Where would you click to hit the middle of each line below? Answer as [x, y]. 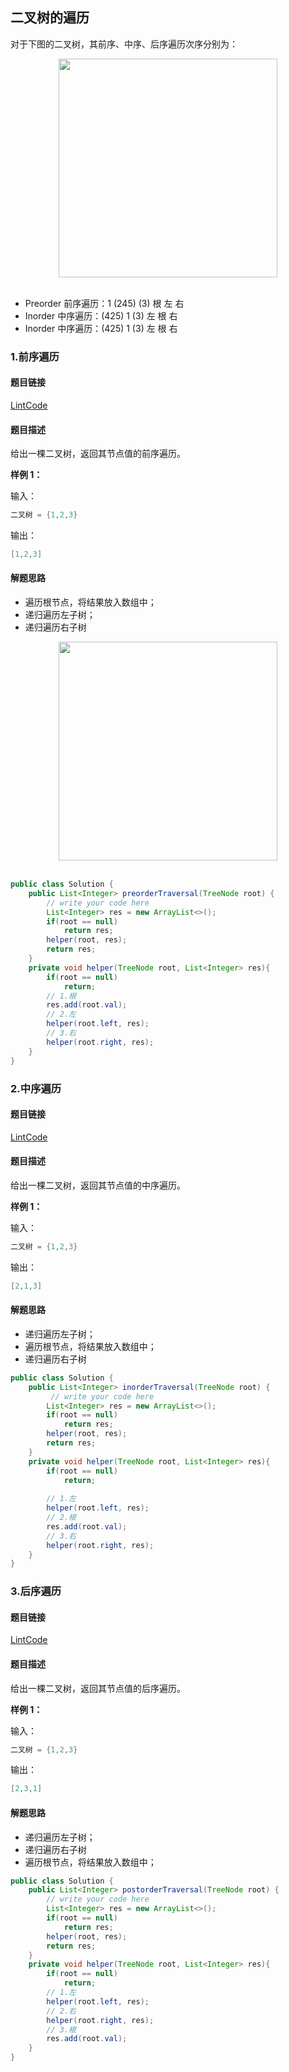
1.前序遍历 [35, 356]
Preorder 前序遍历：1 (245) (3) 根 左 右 [104, 303]
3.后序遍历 [36, 1591]
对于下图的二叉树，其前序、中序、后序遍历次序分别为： [124, 44]
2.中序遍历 [36, 1088]
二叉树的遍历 [50, 18]
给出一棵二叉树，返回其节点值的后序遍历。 [98, 1688]
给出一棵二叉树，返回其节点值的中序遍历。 [98, 1185]
